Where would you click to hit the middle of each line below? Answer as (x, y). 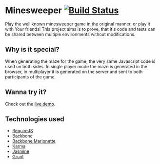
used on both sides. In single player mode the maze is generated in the (76, 66)
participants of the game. (30, 77)
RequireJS (22, 131)
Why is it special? (32, 49)
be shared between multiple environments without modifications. (70, 34)
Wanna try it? (26, 92)
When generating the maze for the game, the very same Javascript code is (80, 61)
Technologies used (35, 119)
